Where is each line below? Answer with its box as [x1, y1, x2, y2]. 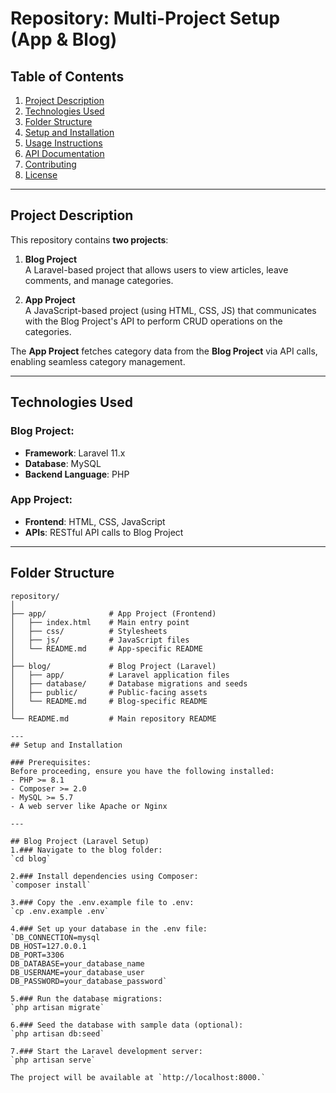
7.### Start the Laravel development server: [10, 1046, 203, 1056]
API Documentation [24, 148, 105, 159]
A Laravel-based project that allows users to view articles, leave [24, 263, 289, 276]
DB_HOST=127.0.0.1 [10, 941, 87, 951]
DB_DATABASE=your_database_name [10, 958, 145, 969]
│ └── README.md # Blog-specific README [10, 696, 208, 706]
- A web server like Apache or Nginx [10, 801, 168, 811]
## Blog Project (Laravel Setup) [10, 836, 150, 846]
